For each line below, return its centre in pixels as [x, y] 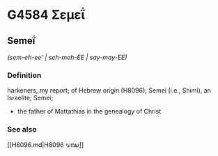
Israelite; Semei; [30, 98]
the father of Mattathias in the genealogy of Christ [89, 111]
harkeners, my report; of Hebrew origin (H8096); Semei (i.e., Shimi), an [109, 91]
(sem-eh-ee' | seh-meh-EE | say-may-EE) [67, 57]
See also [22, 130]
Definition [24, 75]
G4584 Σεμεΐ [46, 15]
